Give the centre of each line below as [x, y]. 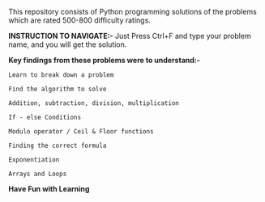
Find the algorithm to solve [58, 89]
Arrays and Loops [38, 174]
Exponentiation [34, 160]
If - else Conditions [45, 117]
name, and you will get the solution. [68, 44]
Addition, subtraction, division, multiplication [94, 103]
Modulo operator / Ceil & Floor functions [81, 132]
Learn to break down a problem [61, 75]
